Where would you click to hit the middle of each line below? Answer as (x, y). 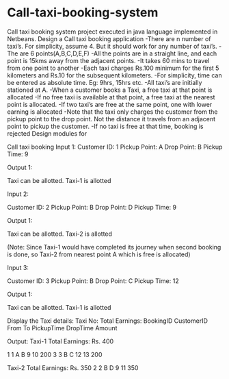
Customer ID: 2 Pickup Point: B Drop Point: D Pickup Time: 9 (92, 207)
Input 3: (18, 267)
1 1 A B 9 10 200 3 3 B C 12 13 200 (55, 354)
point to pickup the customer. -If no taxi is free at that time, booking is (105, 126)
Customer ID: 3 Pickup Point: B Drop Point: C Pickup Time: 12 (93, 281)
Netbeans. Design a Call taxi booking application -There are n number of (109, 38)
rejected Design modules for (47, 133)
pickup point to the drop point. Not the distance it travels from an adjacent (111, 119)
